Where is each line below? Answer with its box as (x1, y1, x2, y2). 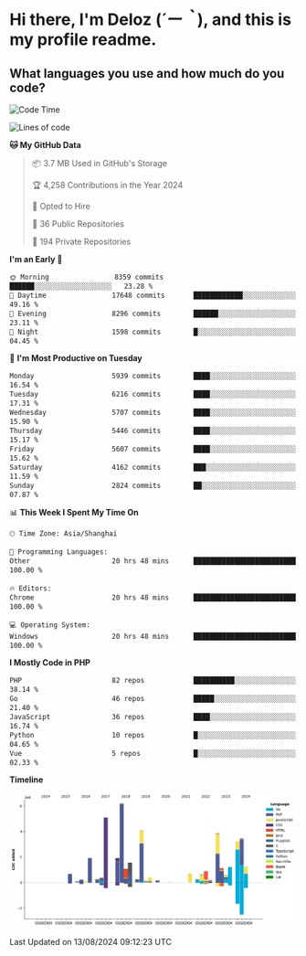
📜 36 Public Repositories (31, 218, 125, 229)
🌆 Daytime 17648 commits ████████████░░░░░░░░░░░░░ (9, 291, 297, 300)
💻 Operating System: (9, 621, 91, 630)
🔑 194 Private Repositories (31, 236, 132, 247)
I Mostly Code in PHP (9, 657, 91, 668)
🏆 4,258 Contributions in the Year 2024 (31, 180, 184, 190)
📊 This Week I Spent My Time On (9, 507, 139, 517)
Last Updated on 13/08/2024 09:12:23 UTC (9, 936, 172, 947)
